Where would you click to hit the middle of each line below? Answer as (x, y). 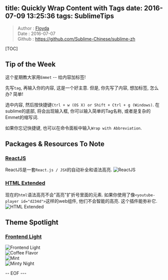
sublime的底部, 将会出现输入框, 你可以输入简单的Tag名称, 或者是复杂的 (78, 111)
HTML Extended (25, 183)
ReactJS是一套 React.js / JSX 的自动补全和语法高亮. (59, 170)
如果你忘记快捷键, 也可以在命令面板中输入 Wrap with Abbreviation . (73, 128)
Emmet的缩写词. (22, 117)
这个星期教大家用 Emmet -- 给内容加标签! (46, 77)
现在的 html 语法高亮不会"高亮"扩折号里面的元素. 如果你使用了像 (70, 195)
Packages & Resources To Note (55, 144)
